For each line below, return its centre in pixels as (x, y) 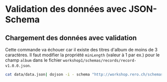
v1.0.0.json (17, 66)
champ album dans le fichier (34, 60)
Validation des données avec (66, 9)
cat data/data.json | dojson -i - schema (48, 75)
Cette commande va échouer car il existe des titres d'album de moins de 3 (81, 50)
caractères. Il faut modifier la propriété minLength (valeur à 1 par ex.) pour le (83, 55)
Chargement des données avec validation (71, 38)
